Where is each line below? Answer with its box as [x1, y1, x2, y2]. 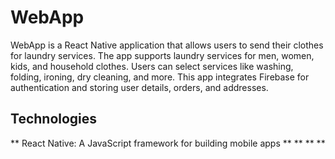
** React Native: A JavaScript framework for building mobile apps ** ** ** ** [10, 137, 326, 149]
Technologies [10, 111, 98, 128]
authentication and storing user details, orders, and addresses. [10, 81, 269, 93]
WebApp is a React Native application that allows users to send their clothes [10, 39, 324, 51]
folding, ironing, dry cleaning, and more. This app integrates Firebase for [10, 71, 310, 83]
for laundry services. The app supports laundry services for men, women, [10, 49, 315, 61]
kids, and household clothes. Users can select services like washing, [10, 60, 294, 72]
